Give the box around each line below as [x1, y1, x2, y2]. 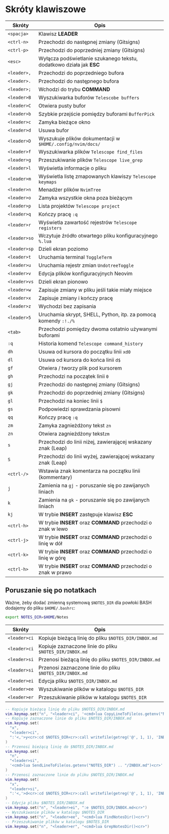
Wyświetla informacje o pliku [38, 164, 107, 172]
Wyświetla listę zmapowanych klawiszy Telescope [38, 173, 156, 180]
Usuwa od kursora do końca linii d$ [38, 356, 121, 363]
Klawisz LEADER [38, 30, 78, 37]
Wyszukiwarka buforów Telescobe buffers [38, 94, 140, 101]
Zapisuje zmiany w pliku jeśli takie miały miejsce [38, 286, 152, 293]
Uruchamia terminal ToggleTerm [38, 253, 112, 260]
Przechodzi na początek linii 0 [38, 372, 109, 379]
